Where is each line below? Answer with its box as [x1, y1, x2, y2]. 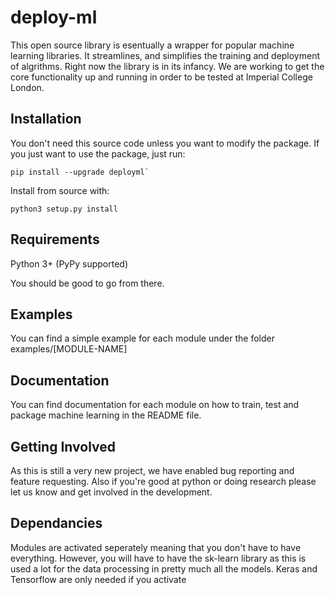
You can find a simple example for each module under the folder [10, 332, 275, 345]
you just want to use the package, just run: [10, 147, 186, 160]
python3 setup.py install [10, 204, 118, 214]
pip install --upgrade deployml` [10, 167, 150, 177]
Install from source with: [10, 184, 110, 196]
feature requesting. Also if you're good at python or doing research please [10, 476, 317, 487]
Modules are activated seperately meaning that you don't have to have [10, 541, 302, 553]
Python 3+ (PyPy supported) [10, 257, 129, 270]
